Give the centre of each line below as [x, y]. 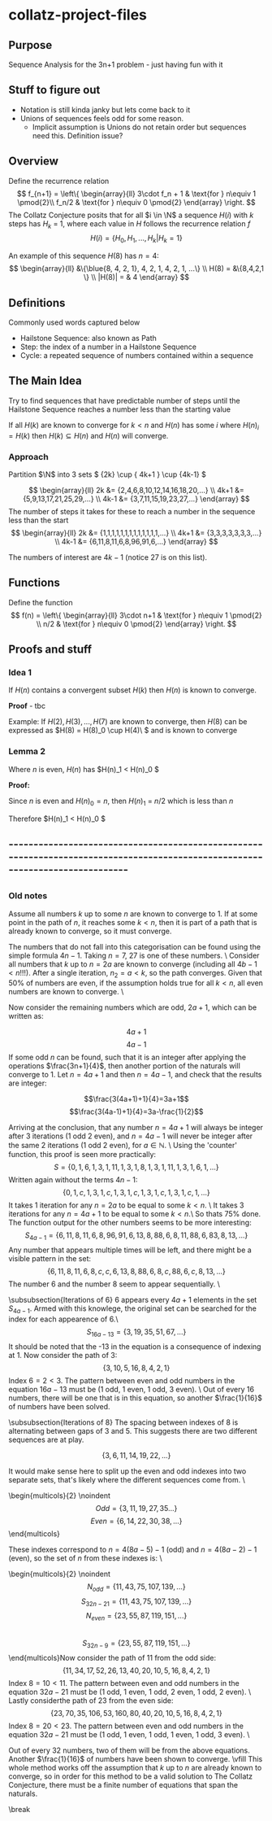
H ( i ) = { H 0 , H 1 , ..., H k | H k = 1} [136, 239]
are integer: [28, 1083]
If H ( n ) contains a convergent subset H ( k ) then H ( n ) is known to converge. [133, 690]
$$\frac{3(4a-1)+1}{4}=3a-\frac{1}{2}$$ [136, 1111]
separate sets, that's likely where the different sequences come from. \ [127, 1479]
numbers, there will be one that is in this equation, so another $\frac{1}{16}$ [135, 1398]
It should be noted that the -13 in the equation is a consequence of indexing [135, 1346]
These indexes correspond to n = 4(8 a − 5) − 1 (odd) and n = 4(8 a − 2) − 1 [133, 1549]
